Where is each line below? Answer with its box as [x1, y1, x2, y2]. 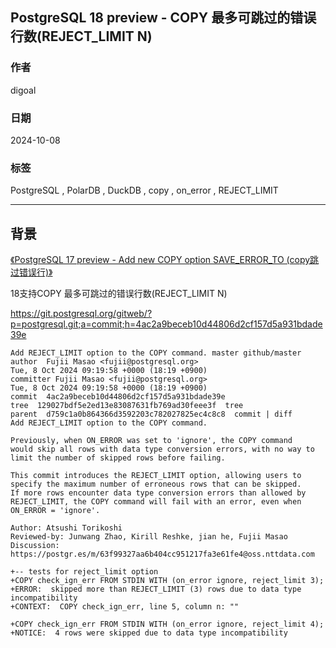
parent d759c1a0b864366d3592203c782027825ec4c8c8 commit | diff [10, 409, 293, 420]
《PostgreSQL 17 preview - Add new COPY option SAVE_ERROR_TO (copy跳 [10, 254, 320, 266]
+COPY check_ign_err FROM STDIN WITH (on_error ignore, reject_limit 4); [10, 619, 325, 630]
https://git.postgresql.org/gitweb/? [10, 308, 153, 320]
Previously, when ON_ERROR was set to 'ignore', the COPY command [10, 436, 293, 446]
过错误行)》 [10, 266, 53, 278]
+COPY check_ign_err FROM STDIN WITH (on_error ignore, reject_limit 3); [10, 576, 325, 586]
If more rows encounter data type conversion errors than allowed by [10, 488, 307, 498]
